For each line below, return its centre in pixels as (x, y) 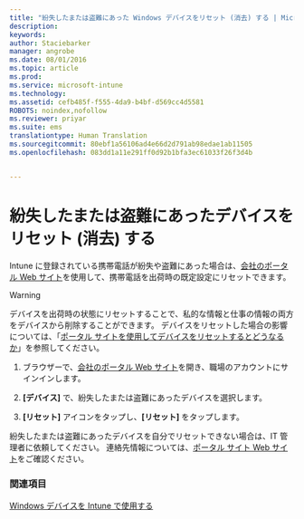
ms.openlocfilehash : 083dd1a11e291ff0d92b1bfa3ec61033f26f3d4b (131, 152)
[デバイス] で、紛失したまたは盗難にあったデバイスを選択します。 (145, 397)
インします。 (62, 378)
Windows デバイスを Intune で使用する (81, 505)
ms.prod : (26, 77)
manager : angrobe (42, 52)
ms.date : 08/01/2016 (48, 60)
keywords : (28, 34)
